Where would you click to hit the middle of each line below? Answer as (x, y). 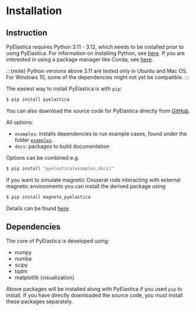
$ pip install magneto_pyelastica (49, 197)
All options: (20, 122)
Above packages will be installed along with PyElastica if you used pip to (94, 289)
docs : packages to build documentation (62, 146)
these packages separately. (40, 302)
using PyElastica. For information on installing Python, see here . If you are (96, 53)
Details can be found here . (38, 208)
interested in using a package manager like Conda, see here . (80, 59)
